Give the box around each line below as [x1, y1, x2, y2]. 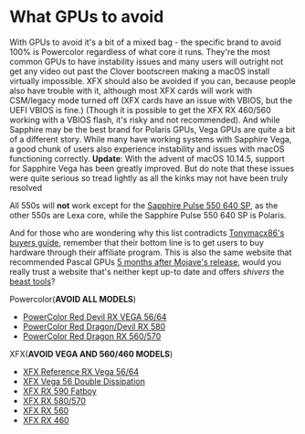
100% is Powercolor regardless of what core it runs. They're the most [9, 46, 271, 57]
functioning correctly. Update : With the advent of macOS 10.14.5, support [9, 153, 285, 164]
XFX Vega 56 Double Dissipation [22, 376, 146, 386]
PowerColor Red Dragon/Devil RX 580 [22, 321, 166, 332]
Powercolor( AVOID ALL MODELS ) [9, 293, 137, 304]
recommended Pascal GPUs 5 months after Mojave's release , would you [9, 256, 281, 267]
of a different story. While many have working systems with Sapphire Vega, [9, 133, 292, 144]
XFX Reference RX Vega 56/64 [22, 365, 140, 376]
